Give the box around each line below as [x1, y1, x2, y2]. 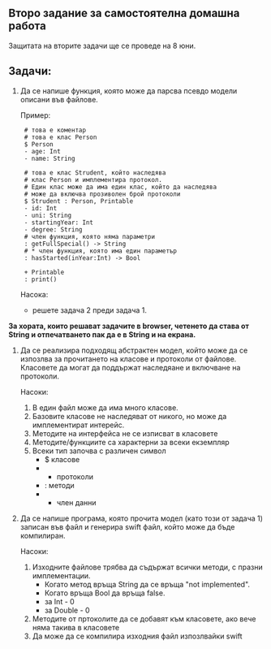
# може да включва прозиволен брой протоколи [24, 190, 181, 198]
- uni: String [24, 211, 72, 219]
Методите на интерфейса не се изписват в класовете [32, 428, 218, 438]
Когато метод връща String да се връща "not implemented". [44, 579, 250, 589]
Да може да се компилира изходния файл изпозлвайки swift [32, 631, 243, 641]
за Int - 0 [44, 596, 75, 606]
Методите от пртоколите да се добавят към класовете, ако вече [32, 613, 256, 624]
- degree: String [24, 225, 83, 234]
